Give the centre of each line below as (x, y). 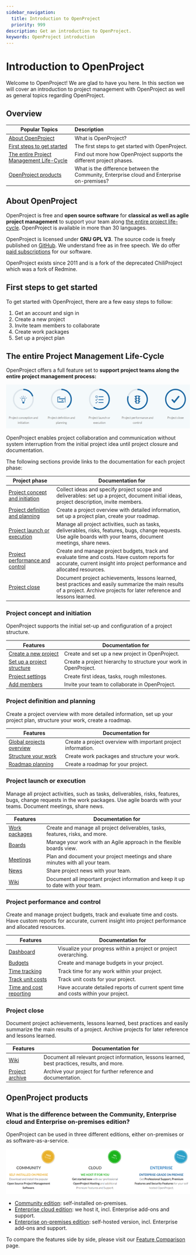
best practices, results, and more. (84, 1063)
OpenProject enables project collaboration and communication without (91, 438)
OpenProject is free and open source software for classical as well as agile (97, 215)
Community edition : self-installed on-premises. (71, 1203)
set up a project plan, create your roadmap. (108, 516)
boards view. (62, 848)
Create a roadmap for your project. (107, 764)
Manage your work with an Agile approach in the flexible (114, 842)
